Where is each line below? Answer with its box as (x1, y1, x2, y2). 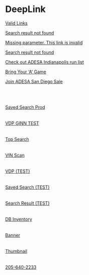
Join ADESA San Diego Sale (5, 78, 63, 84)
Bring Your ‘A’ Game (5, 69, 46, 75)
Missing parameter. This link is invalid (5, 39, 83, 46)
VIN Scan (5, 152, 25, 158)
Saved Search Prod (5, 104, 45, 110)
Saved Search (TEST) (5, 184, 50, 190)
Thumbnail (5, 248, 28, 254)
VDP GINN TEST (5, 120, 39, 126)
